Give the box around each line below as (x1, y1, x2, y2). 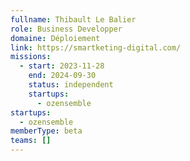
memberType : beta (10, 126, 83, 136)
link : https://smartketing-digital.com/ (10, 42, 182, 53)
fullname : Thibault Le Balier (10, 14, 137, 25)
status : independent (28, 80, 114, 90)
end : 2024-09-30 (28, 71, 97, 81)
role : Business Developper (10, 24, 123, 34)
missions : (10, 52, 52, 62)
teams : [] (10, 136, 52, 146)
